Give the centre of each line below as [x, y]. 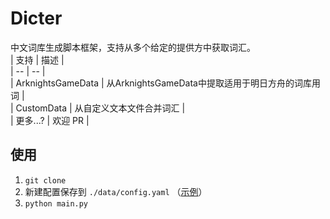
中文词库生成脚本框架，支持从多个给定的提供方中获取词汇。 [133, 47]
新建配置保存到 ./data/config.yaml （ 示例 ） [116, 191]
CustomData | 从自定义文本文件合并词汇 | [100, 108]
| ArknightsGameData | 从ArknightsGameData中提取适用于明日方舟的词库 [161, 83]
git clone [45, 180]
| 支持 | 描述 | [37, 59]
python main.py [56, 203]
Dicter [36, 18]
